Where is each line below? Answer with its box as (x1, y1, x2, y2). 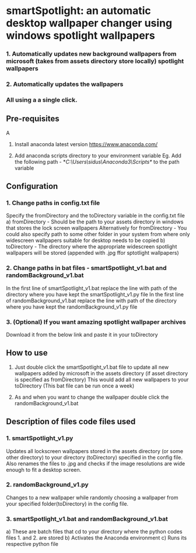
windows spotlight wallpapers (6, 29, 156, 42)
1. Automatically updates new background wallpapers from (6, 50, 177, 58)
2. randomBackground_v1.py (6, 481, 89, 489)
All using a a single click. (6, 95, 78, 103)
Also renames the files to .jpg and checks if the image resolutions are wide (6, 460, 185, 467)
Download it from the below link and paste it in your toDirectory (6, 331, 159, 338)
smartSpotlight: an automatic (6, 4, 151, 18)
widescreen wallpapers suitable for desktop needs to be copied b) (6, 237, 166, 244)
